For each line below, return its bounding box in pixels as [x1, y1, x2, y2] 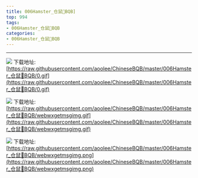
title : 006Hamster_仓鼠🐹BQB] [6, 8, 76, 15]
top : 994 [6, 14, 28, 20]
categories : [6, 31, 35, 37]
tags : [6, 19, 19, 25]
